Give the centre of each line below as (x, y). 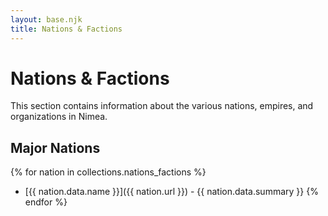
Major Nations (55, 147)
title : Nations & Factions (66, 29)
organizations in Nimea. (59, 117)
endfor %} (46, 202)
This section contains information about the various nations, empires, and (162, 106)
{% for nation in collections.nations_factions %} (108, 172)
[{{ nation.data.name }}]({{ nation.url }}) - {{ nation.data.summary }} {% (171, 192)
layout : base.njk (46, 19)
